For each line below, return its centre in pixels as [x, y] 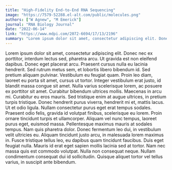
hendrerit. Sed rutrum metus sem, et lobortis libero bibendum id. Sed [78, 69]
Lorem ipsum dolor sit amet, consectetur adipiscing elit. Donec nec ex [79, 53]
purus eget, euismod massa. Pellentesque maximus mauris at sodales [79, 124]
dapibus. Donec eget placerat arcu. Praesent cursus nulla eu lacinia [77, 64]
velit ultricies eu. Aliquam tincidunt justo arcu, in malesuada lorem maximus [84, 135]
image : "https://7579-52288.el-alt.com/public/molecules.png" [73, 15]
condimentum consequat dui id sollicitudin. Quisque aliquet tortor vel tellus [84, 156]
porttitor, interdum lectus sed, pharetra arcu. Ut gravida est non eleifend [81, 58]
